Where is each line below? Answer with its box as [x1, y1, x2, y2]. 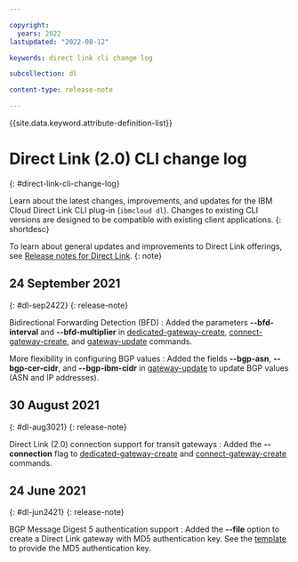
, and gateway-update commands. [66, 335, 193, 347]
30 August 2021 [9, 397, 100, 413]
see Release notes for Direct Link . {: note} [9, 250, 163, 261]
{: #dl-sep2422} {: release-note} [9, 300, 129, 310]
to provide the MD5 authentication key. [9, 543, 151, 554]
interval [9, 326, 38, 337]
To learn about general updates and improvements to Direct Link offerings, [9, 241, 283, 252]
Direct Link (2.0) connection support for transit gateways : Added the [9, 438, 262, 449]
